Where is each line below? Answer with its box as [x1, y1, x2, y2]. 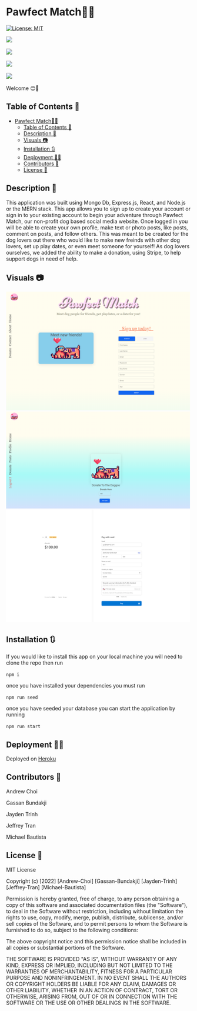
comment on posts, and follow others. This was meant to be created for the [6, 230, 189, 237]
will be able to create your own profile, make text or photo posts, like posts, [6, 223, 188, 231]
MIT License [6, 866, 36, 873]
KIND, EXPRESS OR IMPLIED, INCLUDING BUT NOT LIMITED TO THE [6, 962, 173, 969]
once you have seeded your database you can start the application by [6, 705, 175, 712]
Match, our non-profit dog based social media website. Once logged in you [6, 218, 188, 225]
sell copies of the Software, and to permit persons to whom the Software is [6, 920, 188, 927]
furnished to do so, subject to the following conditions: [6, 926, 138, 933]
